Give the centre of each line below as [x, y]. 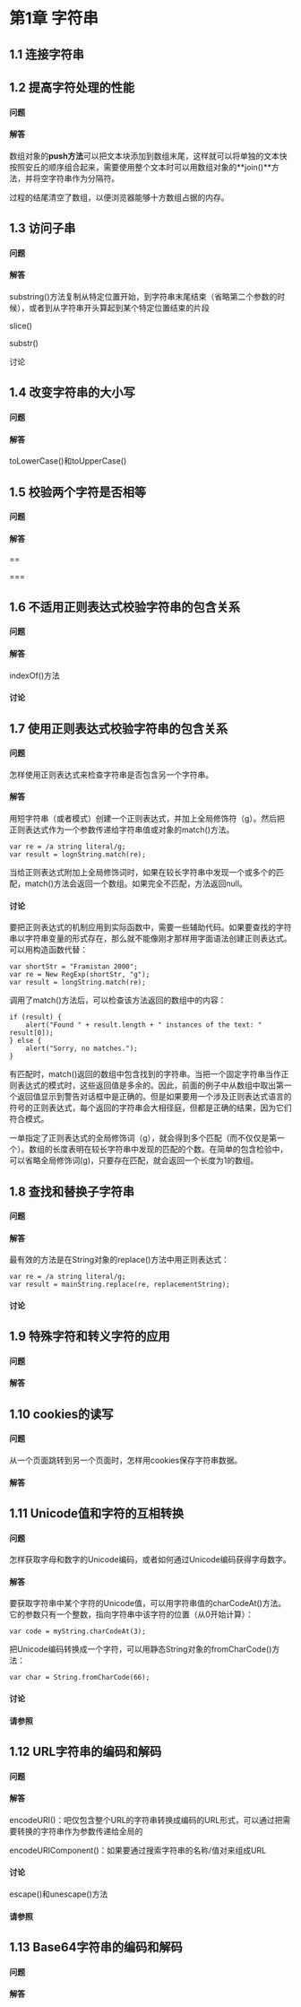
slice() [21, 326]
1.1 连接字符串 [47, 54]
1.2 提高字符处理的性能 [72, 87]
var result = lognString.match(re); [77, 854]
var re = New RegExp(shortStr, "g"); [80, 975]
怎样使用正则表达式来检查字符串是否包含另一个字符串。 [111, 774]
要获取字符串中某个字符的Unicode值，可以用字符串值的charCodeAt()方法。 [148, 1603]
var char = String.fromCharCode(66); [80, 1678]
